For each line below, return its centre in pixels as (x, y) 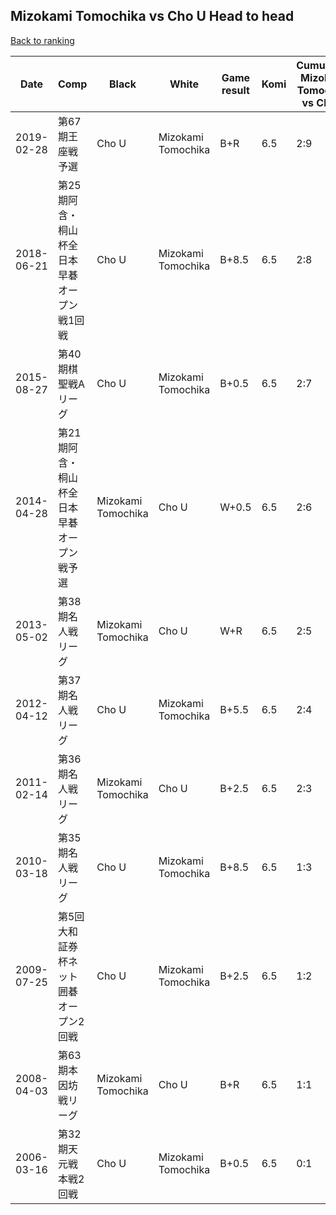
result (235, 90)
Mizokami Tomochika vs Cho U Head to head (152, 16)
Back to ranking (42, 40)
